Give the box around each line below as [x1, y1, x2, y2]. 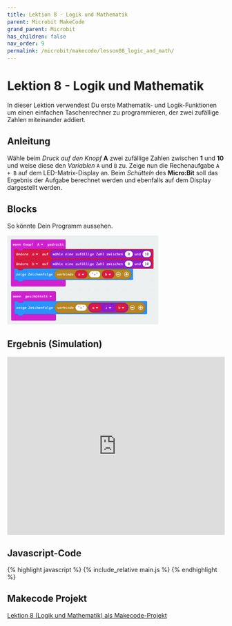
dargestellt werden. [7, 183, 63, 191]
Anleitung [7, 135, 50, 148]
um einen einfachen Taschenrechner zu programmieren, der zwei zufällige [7, 108, 220, 117]
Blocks [7, 204, 37, 215]
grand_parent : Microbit [7, 26, 76, 32]
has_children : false [7, 33, 67, 40]
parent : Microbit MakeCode [7, 18, 85, 26]
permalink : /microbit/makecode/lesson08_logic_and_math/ [7, 48, 175, 55]
